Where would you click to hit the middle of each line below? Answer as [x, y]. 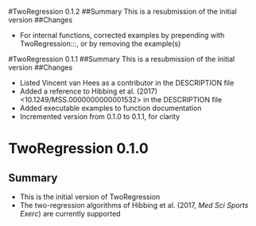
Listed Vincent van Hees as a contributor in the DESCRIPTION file [127, 83]
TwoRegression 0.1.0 [78, 149]
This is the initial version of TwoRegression [90, 197]
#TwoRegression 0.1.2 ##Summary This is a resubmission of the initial [122, 11]
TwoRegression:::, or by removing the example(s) [100, 44]
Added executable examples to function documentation [111, 108]
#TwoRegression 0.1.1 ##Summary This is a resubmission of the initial [122, 59]
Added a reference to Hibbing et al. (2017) [88, 91]
